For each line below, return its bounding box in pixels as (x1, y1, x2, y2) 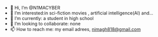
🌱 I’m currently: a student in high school (10, 15, 94, 21)
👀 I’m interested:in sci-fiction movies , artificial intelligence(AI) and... (10, 10, 153, 16)
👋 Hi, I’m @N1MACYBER (10, 5, 60, 10)
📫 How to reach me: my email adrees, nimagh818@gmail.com (10, 26, 141, 32)
